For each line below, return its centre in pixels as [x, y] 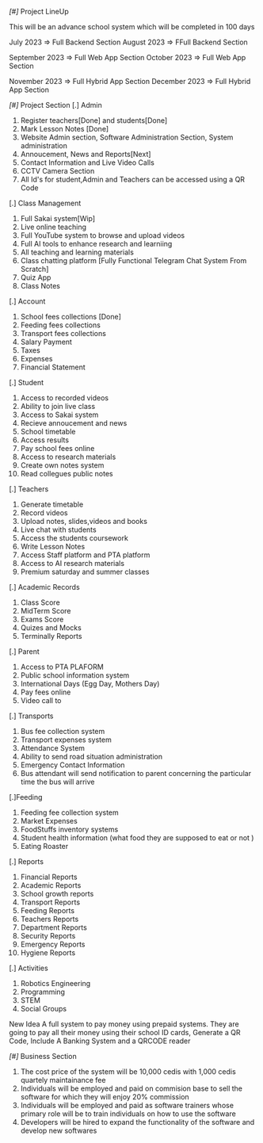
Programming [43, 992]
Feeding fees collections [61, 325]
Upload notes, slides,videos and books [84, 521]
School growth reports [57, 894]
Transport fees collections [63, 333]
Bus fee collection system [63, 731]
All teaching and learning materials [77, 252]
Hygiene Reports [48, 953]
